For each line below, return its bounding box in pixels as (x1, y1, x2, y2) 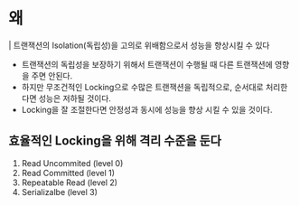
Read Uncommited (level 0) (21, 157, 124, 168)
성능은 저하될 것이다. (38, 92, 112, 104)
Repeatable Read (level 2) (21, 177, 118, 188)
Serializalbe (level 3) (21, 186, 98, 197)
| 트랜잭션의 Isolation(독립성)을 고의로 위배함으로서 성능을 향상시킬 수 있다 (8, 40, 270, 51)
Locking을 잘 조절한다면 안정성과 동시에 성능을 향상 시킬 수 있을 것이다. (21, 104, 273, 115)
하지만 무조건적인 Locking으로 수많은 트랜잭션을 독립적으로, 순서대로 (21, 81, 264, 92)
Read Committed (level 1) (21, 167, 115, 178)
